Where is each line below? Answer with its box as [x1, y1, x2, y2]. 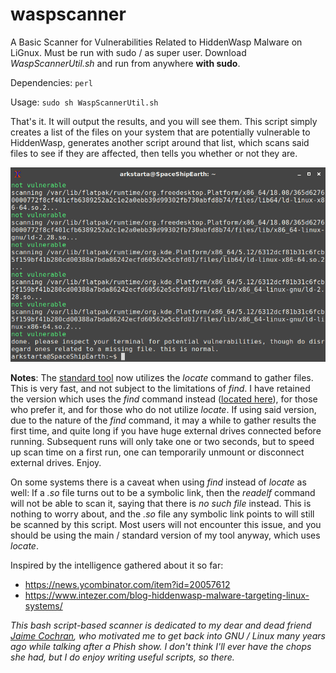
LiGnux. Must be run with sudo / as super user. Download [10, 46, 247, 58]
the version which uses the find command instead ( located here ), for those [10, 393, 318, 405]
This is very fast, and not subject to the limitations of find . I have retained [10, 382, 311, 394]
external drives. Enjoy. [10, 456, 102, 468]
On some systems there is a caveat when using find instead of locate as [10, 476, 307, 488]
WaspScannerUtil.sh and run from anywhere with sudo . [10, 57, 241, 69]
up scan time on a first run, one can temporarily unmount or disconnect [10, 446, 305, 458]
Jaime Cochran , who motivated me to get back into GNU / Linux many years [10, 629, 326, 642]
